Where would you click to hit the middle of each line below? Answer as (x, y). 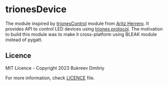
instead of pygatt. (24, 40)
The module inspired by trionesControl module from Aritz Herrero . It (77, 23)
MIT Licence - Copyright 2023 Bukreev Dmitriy (55, 68)
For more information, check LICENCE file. (50, 78)
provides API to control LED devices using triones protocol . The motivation (84, 28)
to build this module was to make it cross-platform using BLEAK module (81, 34)
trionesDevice (36, 9)
